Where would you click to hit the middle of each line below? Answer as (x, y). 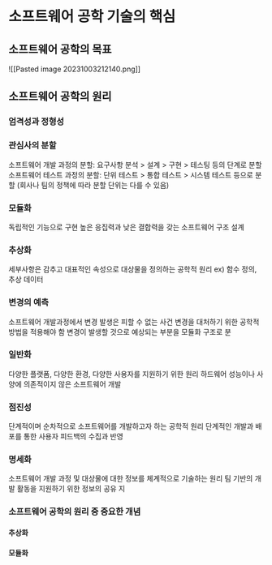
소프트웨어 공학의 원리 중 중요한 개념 (75, 511)
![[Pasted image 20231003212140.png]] (74, 69)
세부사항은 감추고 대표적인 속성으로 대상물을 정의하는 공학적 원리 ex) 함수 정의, (133, 269)
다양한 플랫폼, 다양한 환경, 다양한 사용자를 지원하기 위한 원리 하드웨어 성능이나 (132, 374)
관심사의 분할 (32, 145)
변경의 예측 (29, 302)
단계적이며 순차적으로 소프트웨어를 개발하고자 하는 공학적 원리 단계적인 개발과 (131, 426)
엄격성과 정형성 (37, 122)
